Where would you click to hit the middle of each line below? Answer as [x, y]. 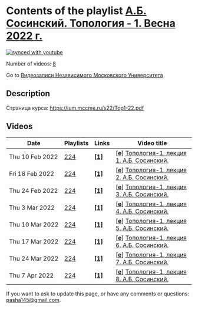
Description [28, 93]
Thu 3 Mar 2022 [32, 208]
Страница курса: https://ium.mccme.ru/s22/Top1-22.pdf [75, 108]
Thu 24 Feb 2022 [34, 190]
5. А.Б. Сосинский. [142, 228]
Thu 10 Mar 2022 [34, 224]
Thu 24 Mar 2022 [34, 258]
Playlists [76, 143]
